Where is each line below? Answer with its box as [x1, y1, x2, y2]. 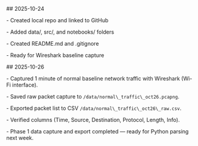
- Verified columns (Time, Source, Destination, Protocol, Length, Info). [6, 117, 180, 123]
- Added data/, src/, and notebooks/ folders [6, 28, 115, 35]
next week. [6, 135, 34, 141]
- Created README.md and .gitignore [6, 40, 100, 47]
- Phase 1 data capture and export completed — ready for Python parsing [6, 128, 189, 135]
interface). [11, 81, 38, 88]
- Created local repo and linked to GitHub [6, 17, 109, 23]
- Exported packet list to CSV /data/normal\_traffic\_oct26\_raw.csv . [6, 105, 182, 112]
